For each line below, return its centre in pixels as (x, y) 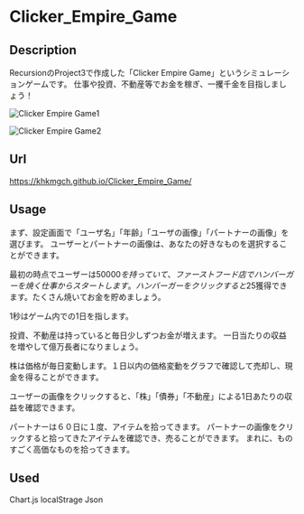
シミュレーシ (266, 73)
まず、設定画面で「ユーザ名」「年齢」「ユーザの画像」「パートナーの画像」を (149, 232)
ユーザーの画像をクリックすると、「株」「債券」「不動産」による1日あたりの (147, 396)
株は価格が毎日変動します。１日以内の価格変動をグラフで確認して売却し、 (147, 365)
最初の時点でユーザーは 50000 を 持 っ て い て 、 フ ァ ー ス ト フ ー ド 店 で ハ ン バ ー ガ (152, 274)
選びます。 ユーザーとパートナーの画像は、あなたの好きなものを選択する (144, 243)
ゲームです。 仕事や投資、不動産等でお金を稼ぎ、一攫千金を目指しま (152, 84)
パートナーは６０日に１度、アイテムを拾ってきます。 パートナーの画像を (144, 426)
